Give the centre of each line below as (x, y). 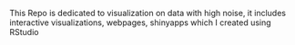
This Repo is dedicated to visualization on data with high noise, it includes (148, 13)
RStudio (24, 32)
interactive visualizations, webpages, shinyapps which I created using (140, 22)
